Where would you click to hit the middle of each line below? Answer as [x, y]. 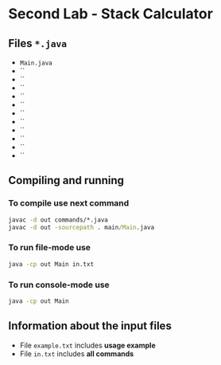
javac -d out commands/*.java [58, 220]
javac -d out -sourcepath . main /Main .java [81, 227]
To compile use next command [69, 203]
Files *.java [38, 43]
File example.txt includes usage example [88, 345]
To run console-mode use [59, 285]
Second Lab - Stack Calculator [111, 14]
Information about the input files [90, 326]
